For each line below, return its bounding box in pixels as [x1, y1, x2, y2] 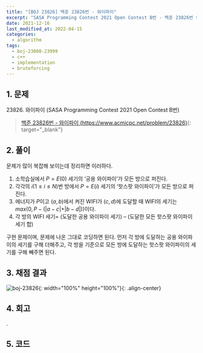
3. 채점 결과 [6, 268, 47, 279]
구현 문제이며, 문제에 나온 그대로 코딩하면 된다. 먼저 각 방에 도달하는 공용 [6, 234, 177, 240]
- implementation [11, 59, 56, 65]
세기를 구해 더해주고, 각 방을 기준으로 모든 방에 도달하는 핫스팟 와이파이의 [17, 241, 190, 248]
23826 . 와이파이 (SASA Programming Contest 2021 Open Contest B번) [6, 107, 180, 114]
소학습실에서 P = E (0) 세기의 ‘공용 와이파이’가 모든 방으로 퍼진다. [14, 175, 168, 182]
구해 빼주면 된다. [17, 249, 56, 256]
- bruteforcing [11, 65, 50, 71]
